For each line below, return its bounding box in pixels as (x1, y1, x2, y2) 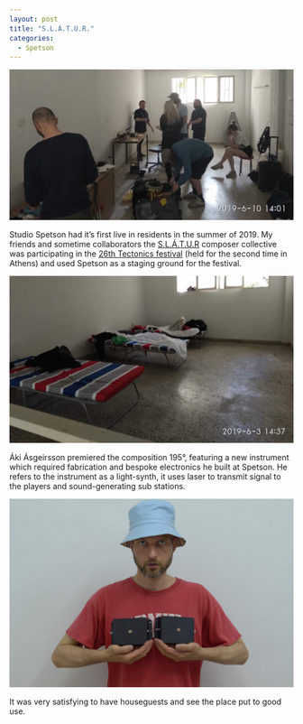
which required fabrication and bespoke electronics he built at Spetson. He (9, 461, 289, 473)
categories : (9, 33, 54, 42)
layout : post (9, 14, 59, 23)
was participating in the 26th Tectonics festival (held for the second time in (9, 248, 288, 259)
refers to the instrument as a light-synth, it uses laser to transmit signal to (9, 471, 281, 482)
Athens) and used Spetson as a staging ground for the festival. (9, 258, 242, 269)
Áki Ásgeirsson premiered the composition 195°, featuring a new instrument (9, 452, 290, 463)
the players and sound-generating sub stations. (9, 481, 187, 492)
